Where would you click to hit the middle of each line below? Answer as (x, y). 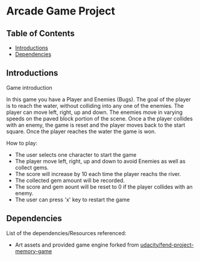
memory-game (33, 251)
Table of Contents (41, 33)
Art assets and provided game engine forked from (77, 245)
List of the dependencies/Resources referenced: (66, 233)
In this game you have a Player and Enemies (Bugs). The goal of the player (99, 99)
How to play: (22, 143)
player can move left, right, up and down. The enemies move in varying (94, 112)
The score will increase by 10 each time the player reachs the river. (98, 174)
